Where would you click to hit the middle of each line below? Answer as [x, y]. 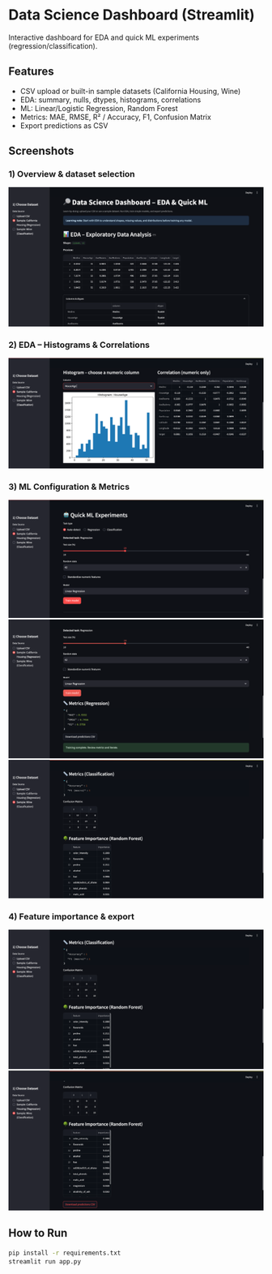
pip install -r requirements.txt [65, 1253]
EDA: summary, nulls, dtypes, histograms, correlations [110, 100]
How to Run [38, 1233]
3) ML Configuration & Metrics [69, 487]
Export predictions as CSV [64, 125]
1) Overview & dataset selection [72, 174]
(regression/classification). [53, 45]
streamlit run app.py [45, 1261]
